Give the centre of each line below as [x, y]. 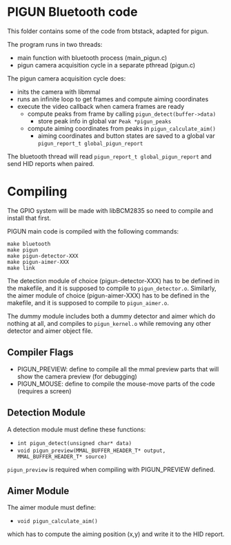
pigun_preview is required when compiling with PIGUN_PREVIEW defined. [111, 469]
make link [21, 268]
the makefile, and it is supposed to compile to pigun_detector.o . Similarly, [112, 288]
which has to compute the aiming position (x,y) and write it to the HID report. [116, 534]
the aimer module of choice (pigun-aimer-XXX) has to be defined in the [108, 295]
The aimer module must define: [52, 508]
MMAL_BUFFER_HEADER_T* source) [62, 456]
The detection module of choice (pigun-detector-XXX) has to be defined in [113, 280]
